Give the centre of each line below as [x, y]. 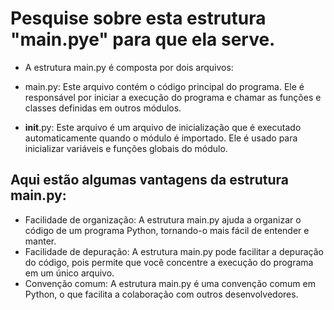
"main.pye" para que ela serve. [143, 39]
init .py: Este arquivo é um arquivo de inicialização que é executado [163, 127]
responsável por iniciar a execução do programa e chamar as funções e [173, 97]
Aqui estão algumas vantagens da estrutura [150, 180]
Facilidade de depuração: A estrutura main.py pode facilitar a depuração [174, 251]
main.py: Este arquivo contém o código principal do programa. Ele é [164, 86]
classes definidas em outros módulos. [103, 108]
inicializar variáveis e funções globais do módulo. [126, 148]
